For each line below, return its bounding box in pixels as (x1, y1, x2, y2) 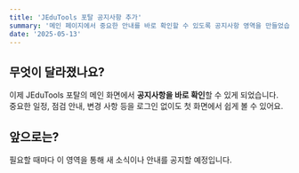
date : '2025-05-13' (9, 29, 82, 38)
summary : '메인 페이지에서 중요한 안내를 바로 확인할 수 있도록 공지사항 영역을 (9, 21, 263, 30)
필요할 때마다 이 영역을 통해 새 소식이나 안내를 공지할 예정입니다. (9, 154, 233, 165)
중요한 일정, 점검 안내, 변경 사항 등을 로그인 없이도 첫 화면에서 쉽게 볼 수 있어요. (9, 101, 284, 112)
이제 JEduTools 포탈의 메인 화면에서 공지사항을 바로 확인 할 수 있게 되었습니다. (9, 90, 279, 100)
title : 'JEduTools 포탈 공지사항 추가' (9, 12, 142, 22)
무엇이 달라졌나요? (9, 64, 105, 80)
